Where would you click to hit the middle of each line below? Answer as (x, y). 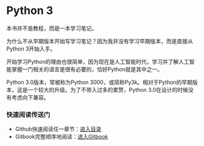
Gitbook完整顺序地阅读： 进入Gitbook (62, 137)
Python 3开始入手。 (31, 49)
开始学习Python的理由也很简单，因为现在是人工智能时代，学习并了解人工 (98, 61)
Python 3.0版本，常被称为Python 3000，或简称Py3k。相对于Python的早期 (100, 82)
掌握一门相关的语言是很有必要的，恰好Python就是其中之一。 (87, 69)
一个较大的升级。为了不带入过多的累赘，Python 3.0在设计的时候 (108, 89)
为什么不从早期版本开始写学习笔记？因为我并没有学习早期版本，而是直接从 (100, 41)
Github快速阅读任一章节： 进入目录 (58, 129)
